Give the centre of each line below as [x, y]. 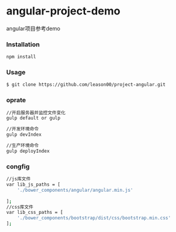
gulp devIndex [24, 135]
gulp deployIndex [28, 151]
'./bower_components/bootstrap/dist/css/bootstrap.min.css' [94, 218]
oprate [16, 100]
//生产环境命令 [23, 145]
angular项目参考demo [33, 28]
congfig [18, 166]
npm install [21, 57]
